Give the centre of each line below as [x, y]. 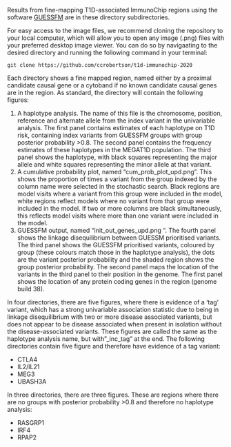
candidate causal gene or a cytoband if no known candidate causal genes [112, 85]
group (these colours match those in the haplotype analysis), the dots [116, 252]
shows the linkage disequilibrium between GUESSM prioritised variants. [119, 238]
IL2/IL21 [28, 367]
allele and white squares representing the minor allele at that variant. [114, 164]
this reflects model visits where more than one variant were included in [118, 216]
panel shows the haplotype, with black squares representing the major [117, 157]
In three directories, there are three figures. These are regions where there [113, 395]
